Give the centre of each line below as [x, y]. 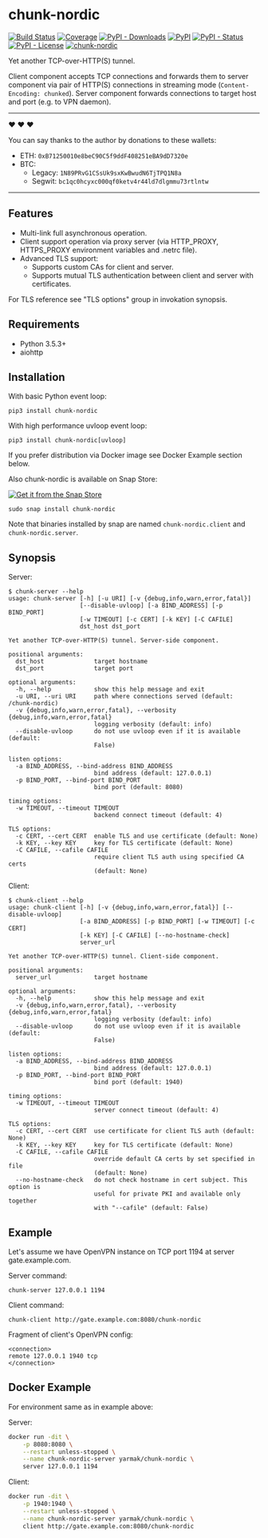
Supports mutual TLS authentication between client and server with [142, 275]
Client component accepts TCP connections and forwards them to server [128, 76]
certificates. [51, 283]
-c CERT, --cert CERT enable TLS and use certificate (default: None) [137, 836]
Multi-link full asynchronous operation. [83, 232]
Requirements [44, 325]
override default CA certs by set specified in [174, 1159]
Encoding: [25, 93]
